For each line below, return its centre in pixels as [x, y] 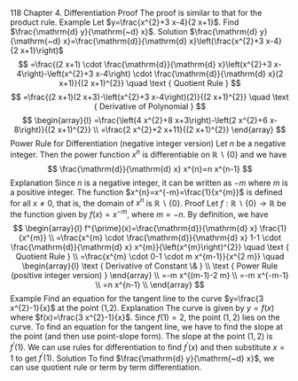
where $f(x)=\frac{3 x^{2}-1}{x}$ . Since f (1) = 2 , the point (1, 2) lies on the [145, 317]
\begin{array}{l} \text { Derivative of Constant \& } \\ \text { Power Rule [150, 266]
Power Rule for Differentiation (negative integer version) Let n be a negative [148, 144]
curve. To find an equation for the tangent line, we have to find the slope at [146, 326]
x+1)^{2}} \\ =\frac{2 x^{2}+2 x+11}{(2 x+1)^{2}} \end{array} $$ [172, 129]
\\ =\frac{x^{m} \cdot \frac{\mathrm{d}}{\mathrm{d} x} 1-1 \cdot [165, 237]
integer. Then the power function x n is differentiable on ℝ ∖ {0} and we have [149, 154]
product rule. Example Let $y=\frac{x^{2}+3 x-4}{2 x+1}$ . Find [125, 22]
